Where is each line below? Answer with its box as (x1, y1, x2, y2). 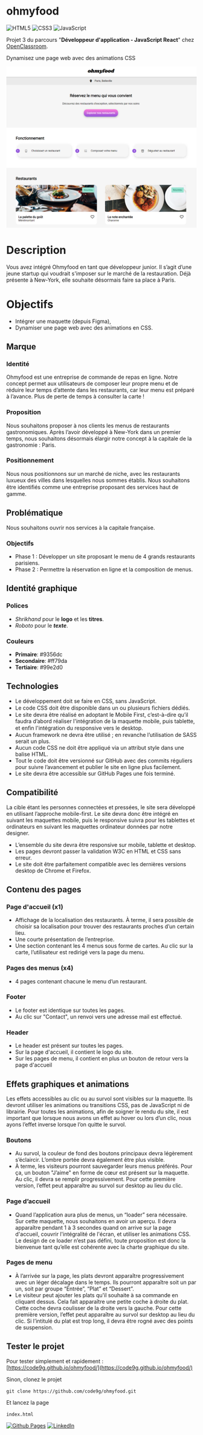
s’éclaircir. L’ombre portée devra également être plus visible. (14, 1156, 165, 1164)
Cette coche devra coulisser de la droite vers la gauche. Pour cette (14, 1304, 182, 1312)
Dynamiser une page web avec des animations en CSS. (14, 324, 153, 331)
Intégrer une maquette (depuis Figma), (14, 317, 112, 325)
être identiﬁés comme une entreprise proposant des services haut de (6, 483, 179, 490)
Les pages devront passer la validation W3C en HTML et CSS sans (14, 847, 181, 855)
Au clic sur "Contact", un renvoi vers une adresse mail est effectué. (14, 1013, 182, 1020)
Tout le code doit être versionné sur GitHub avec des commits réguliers (14, 757, 193, 764)
